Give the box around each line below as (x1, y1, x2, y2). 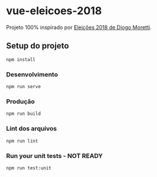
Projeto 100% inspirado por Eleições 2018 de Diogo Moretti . (6, 24, 152, 31)
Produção (6, 97, 35, 105)
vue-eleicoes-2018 (6, 4, 102, 18)
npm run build (6, 111, 41, 117)
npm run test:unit (6, 165, 52, 171)
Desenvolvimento (6, 70, 58, 78)
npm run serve (6, 84, 41, 90)
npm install (6, 56, 36, 63)
